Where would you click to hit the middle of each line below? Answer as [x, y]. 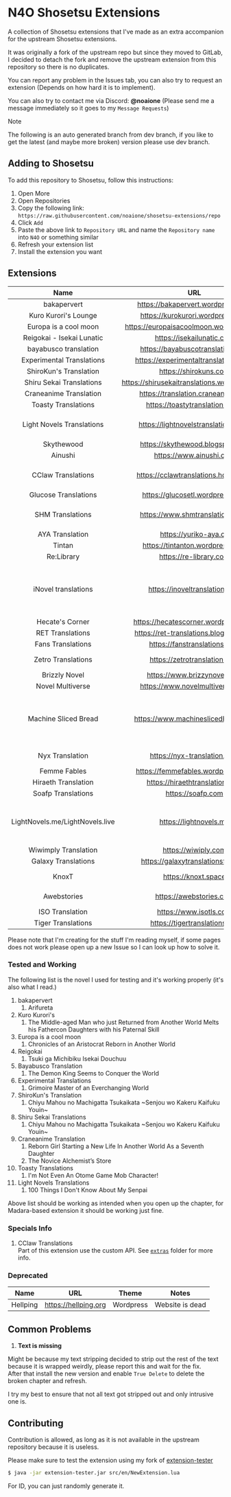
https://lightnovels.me [194, 822]
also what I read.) [32, 987]
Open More [34, 193]
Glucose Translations [63, 494]
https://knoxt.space [194, 877]
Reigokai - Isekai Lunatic [63, 338]
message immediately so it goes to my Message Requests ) [88, 108]
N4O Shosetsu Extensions [84, 13]
